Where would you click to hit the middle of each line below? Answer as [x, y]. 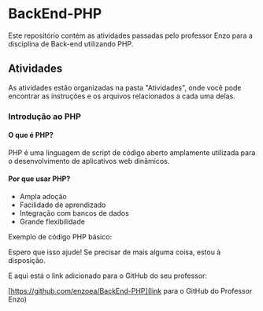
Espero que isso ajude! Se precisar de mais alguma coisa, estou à [115, 252]
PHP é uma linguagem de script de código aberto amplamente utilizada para [132, 152]
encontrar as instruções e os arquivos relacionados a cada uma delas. [122, 96]
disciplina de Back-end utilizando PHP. [71, 43]
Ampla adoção [43, 197]
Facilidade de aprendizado [63, 205]
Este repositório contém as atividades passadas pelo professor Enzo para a [131, 35]
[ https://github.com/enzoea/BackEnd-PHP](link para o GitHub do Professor [130, 291]
